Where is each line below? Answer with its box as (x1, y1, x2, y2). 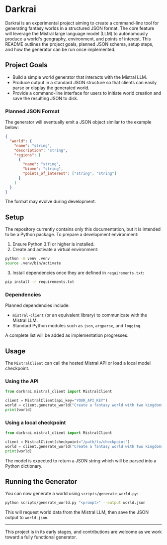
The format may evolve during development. (5, 198, 96, 205)
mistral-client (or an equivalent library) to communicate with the (12, 312, 148, 318)
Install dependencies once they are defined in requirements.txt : (12, 270, 144, 275)
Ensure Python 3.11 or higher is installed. (12, 241, 95, 247)
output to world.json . (5, 515, 49, 521)
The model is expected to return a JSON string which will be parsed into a (5, 457, 157, 464)
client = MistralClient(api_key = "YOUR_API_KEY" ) (5, 398, 108, 403)
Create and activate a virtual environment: (12, 247, 98, 253)
